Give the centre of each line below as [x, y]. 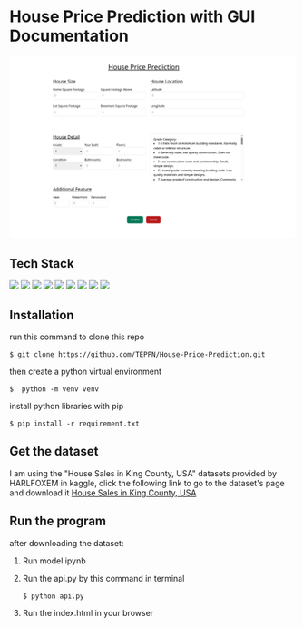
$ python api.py [53, 596]
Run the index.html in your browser [88, 612]
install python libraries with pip [67, 406]
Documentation [69, 36]
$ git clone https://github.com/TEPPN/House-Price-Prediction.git [137, 354]
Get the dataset [54, 451]
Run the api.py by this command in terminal [103, 578]
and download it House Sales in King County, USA [103, 493]
